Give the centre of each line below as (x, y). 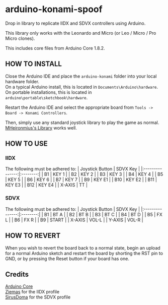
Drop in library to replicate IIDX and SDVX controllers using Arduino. (75, 23)
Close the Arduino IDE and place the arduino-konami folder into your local (81, 76)
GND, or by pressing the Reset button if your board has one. (67, 259)
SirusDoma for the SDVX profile (38, 297)
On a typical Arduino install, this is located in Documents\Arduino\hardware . (82, 87)
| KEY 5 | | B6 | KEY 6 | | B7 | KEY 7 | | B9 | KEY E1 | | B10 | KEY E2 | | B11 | (81, 179)
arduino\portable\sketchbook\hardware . (47, 97)
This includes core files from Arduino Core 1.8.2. (55, 48)
